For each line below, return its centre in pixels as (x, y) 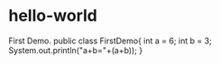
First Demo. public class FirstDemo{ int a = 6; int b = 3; (110, 41)
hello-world (53, 16)
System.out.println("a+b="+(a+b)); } (76, 50)
